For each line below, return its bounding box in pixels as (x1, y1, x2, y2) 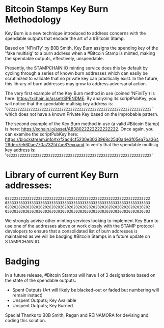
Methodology (5, 14, 61, 25)
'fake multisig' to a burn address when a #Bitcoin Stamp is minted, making (5, 50, 156, 56)
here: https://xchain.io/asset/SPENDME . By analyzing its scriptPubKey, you (5, 95, 157, 101)
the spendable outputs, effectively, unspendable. (5, 55, 104, 61)
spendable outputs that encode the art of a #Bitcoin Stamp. (5, 35, 125, 41)
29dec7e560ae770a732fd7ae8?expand (5, 141, 85, 147)
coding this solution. (5, 317, 46, 323)
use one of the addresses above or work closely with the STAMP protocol (5, 223, 154, 229)
